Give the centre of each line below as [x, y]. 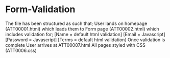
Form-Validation [40, 9]
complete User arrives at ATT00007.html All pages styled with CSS [75, 45]
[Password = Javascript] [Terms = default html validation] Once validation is [85, 40]
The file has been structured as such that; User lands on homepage [76, 23]
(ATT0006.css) [21, 50]
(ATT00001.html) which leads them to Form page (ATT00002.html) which [82, 28]
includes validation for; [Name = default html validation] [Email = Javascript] [85, 34]
